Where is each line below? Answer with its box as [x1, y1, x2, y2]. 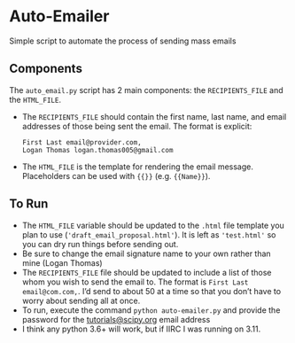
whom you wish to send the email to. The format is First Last [21, 277, 249, 287]
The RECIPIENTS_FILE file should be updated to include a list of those [21, 267, 272, 277]
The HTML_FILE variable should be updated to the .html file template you [21, 220, 285, 230]
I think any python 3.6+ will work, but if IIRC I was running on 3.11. [21, 324, 261, 334]
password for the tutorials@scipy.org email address [21, 314, 211, 324]
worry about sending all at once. [21, 295, 141, 306]
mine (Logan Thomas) [21, 257, 104, 268]
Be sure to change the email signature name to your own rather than [21, 248, 272, 259]
